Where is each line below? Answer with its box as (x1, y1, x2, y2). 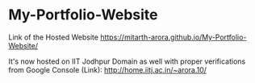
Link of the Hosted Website (8, 32, 99, 42)
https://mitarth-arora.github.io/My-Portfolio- (100, 32, 247, 42)
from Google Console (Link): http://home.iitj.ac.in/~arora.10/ (8, 64, 207, 74)
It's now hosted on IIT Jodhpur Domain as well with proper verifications (8, 56, 246, 66)
